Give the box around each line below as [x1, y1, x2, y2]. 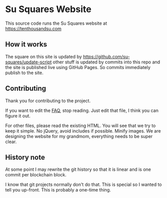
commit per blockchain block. [5, 172, 67, 178]
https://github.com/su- [82, 53, 130, 59]
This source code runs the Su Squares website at [5, 20, 107, 26]
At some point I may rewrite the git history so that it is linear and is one [5, 166, 151, 172]
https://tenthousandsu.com [5, 25, 62, 31]
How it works [5, 40, 47, 49]
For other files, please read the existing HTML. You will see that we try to [5, 122, 156, 128]
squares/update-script [5, 59, 52, 65]
